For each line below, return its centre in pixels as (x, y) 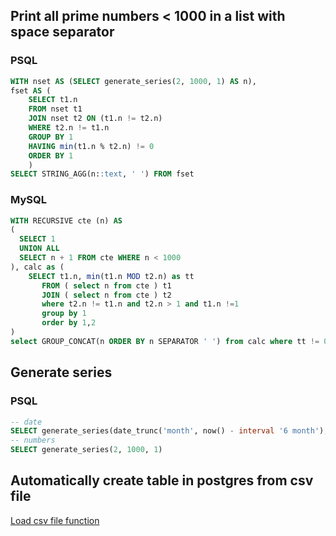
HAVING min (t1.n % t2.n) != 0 (91, 146)
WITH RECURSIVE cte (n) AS (66, 220)
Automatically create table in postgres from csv (162, 480)
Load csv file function (55, 520)
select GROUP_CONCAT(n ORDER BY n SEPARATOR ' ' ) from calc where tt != (165, 341)
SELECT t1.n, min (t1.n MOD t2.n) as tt (111, 276)
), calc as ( (37, 267)
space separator (62, 32)
